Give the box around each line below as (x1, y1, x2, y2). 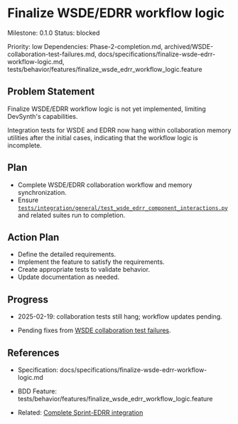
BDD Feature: (17, 387, 58, 396)
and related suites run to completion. (17, 211, 126, 219)
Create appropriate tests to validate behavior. (17, 265, 151, 274)
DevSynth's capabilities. (7, 112, 78, 120)
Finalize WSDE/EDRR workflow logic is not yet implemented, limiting (7, 105, 206, 113)
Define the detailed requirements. (17, 250, 116, 259)
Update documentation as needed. (17, 272, 119, 282)
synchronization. (17, 188, 67, 196)
